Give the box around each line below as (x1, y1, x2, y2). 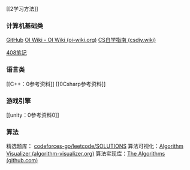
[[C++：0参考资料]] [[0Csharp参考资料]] (6, 80, 106, 87)
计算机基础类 (6, 22, 44, 30)
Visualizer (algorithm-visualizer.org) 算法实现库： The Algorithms (6, 150, 165, 157)
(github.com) (6, 157, 38, 164)
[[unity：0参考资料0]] (6, 111, 59, 119)
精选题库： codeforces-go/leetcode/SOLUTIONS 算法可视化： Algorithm (6, 142, 184, 150)
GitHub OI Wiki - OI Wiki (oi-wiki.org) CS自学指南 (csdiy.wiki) (6, 37, 156, 44)
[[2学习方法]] (6, 5, 38, 12)
